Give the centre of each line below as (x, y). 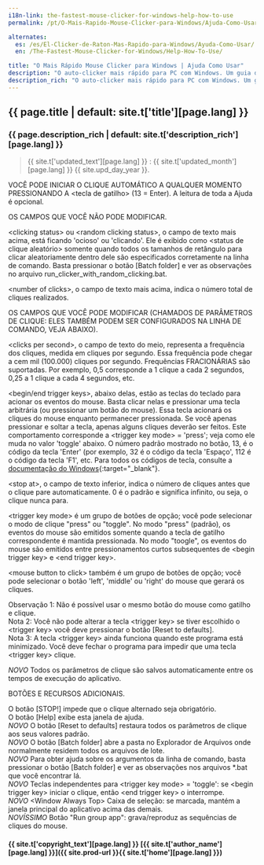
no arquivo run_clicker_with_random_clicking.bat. (88, 274)
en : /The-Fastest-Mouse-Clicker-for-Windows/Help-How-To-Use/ (119, 52)
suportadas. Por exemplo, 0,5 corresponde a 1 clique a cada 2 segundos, (126, 370)
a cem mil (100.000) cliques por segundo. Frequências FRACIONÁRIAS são (129, 362)
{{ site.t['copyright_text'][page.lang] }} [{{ (79, 844)
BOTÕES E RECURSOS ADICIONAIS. (67, 694)
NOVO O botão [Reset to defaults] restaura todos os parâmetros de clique (128, 726)
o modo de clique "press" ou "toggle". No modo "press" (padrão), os (119, 525)
